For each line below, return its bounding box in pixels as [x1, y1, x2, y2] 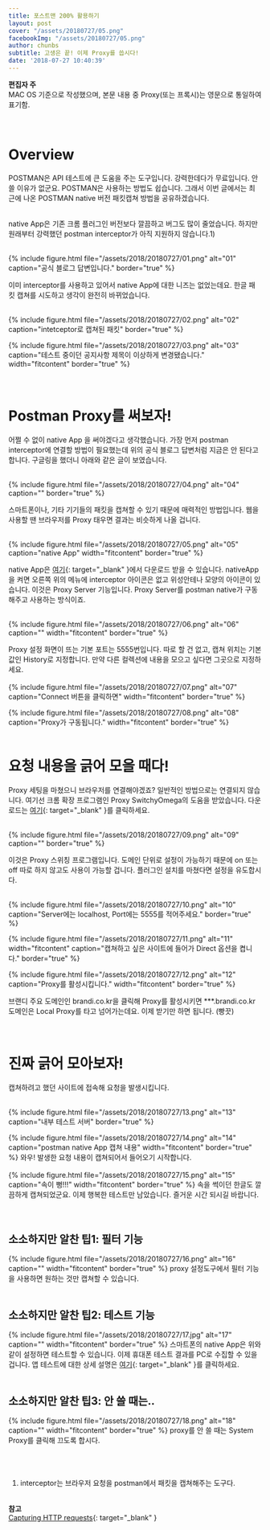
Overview [8, 146, 75, 164]
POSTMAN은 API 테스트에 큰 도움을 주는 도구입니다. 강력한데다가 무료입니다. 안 [8, 173, 259, 183]
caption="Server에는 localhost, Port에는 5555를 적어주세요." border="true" [8, 909, 252, 919]
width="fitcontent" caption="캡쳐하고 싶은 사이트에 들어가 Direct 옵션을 [8, 943, 238, 953]
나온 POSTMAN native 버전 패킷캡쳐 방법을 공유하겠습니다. [22, 193, 210, 203]
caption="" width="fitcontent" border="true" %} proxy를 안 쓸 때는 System [8, 1425, 254, 1435]
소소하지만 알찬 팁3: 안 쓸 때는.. [8, 1394, 155, 1408]
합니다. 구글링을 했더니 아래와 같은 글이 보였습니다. [8, 455, 167, 465]
